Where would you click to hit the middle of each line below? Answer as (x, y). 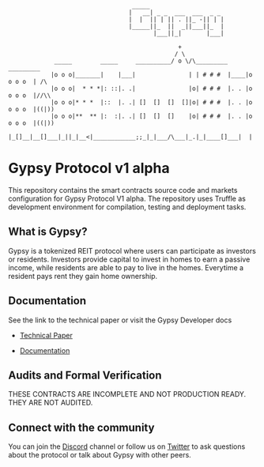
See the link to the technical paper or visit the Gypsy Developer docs (120, 320)
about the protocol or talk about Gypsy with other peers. (100, 455)
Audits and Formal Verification (85, 375)
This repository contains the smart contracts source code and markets (123, 190)
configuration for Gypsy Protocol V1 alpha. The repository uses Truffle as (127, 198)
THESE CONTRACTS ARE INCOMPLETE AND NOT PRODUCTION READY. (127, 394)
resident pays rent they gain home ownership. (83, 276)
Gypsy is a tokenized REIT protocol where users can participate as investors (132, 250)
